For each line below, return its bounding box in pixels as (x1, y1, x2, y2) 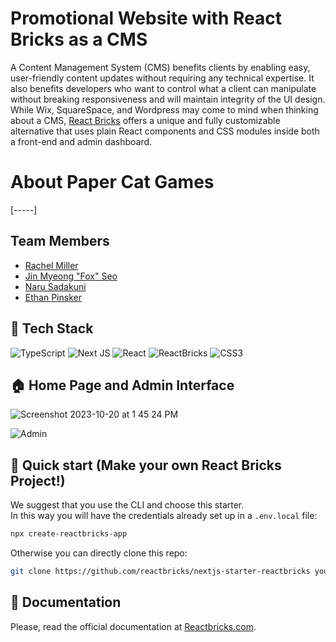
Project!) (10, 472, 66, 489)
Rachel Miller (24, 259, 79, 271)
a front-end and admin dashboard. (10, 135, 153, 147)
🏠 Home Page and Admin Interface (10, 377, 235, 394)
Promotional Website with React (10, 7, 282, 30)
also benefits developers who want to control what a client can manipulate (10, 82, 317, 94)
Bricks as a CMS (10, 28, 148, 51)
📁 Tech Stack (10, 320, 94, 337)
